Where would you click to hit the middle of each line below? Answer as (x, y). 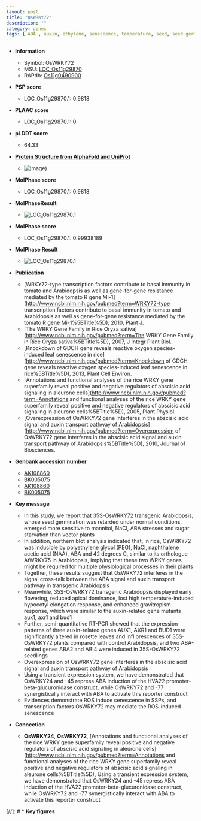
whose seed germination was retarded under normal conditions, (103, 522)
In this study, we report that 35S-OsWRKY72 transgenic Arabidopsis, (109, 515)
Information (30, 51)
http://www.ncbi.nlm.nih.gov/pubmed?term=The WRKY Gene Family (110, 336)
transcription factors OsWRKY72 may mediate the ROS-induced (102, 707)
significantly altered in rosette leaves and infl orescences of (98, 636)
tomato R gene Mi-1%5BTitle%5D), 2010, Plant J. (84, 323)
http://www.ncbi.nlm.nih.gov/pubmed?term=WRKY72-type (98, 304)
